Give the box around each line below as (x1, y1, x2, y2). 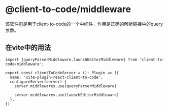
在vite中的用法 (5, 43, 51, 52)
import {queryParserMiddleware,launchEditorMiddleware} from (5, 57, 138, 62)
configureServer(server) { (10, 79, 67, 84)
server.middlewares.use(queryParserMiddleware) (14, 83, 117, 89)
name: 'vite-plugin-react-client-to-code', (10, 75, 103, 80)
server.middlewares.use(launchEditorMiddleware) (14, 92, 119, 97)
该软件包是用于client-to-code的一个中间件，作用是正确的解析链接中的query (5, 21, 163, 27)
